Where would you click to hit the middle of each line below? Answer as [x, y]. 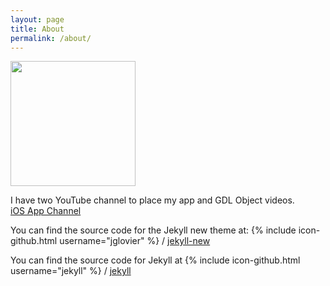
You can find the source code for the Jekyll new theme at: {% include [153, 230]
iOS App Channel [46, 211]
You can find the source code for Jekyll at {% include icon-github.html [155, 260]
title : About [37, 29]
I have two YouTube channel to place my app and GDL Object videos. [152, 200]
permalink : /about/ [51, 38]
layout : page [37, 19]
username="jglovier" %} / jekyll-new [135, 241]
